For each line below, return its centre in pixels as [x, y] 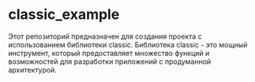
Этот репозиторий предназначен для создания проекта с [105, 36]
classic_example [64, 15]
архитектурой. [32, 69]
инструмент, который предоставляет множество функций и [109, 53]
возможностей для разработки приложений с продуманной [110, 61]
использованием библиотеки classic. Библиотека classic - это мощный [128, 44]
